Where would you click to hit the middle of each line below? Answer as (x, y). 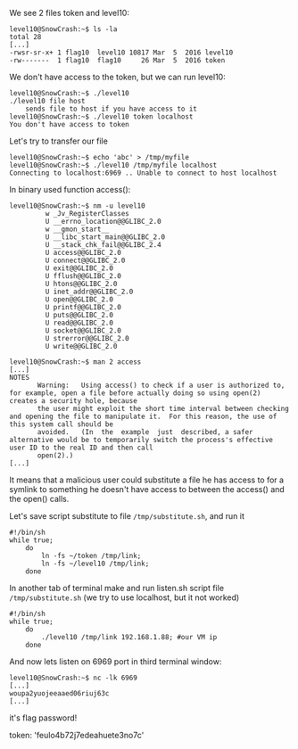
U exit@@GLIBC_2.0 (79, 268)
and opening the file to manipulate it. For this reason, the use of (143, 416)
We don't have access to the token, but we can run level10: (117, 77)
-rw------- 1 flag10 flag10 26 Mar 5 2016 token (117, 61)
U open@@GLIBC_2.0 (79, 300)
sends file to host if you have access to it (112, 109)
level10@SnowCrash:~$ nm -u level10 (77, 206)
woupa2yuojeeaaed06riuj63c (59, 694)
